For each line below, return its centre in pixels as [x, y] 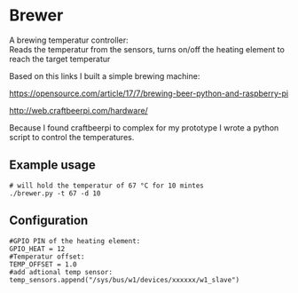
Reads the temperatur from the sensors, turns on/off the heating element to [147, 49]
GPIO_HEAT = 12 [37, 249]
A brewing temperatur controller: [69, 40]
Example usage [52, 165]
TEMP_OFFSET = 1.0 [43, 264]
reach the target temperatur [60, 59]
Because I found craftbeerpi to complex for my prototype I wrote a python [144, 127]
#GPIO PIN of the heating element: [75, 241]
